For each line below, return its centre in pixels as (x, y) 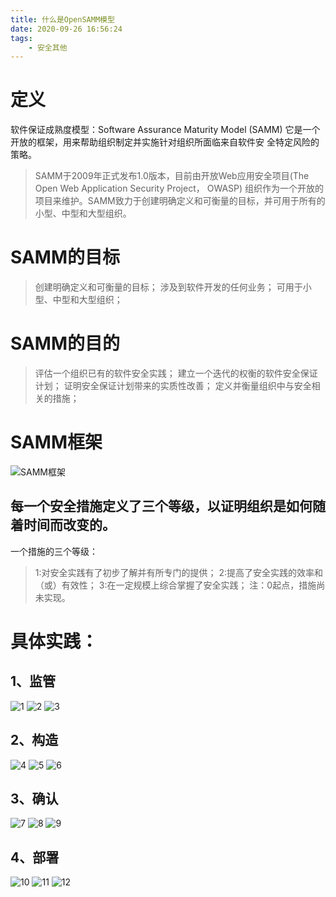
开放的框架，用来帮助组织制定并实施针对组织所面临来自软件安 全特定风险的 (165, 142)
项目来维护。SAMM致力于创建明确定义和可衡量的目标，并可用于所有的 (180, 201)
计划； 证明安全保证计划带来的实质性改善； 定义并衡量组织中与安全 (173, 386)
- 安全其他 (48, 47)
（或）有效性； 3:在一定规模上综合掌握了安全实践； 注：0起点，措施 (175, 585)
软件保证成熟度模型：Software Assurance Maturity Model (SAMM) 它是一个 (165, 130)
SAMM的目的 (65, 343)
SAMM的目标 (65, 257)
